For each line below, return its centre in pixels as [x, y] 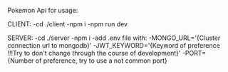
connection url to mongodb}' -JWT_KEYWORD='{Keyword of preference [114, 45]
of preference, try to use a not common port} [101, 61]
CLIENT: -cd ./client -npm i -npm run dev [68, 24]
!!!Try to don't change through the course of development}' [94, 53]
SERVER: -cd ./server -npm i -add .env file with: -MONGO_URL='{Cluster [114, 38]
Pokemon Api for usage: [43, 10]
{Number [21, 61]
